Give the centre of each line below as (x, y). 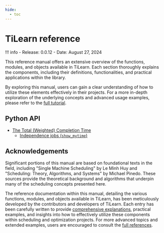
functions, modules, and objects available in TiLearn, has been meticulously (82, 199)
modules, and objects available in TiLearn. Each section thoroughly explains (82, 67)
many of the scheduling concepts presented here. (56, 184)
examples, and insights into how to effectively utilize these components (78, 215)
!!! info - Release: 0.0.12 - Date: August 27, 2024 (53, 52)
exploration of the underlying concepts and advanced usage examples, (77, 98)
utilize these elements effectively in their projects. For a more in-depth (76, 92)
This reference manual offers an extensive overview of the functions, (75, 62)
